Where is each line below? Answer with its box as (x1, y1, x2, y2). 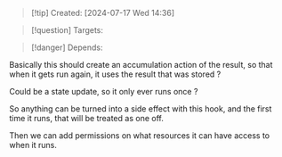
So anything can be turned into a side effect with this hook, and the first (9, 103, 272, 114)
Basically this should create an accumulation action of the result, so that (9, 60, 273, 70)
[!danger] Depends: (30, 42, 103, 53)
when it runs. (9, 140, 58, 150)
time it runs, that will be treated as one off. (9, 113, 165, 123)
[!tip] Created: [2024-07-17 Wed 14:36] (30, 8, 175, 18)
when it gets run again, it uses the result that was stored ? (9, 69, 222, 79)
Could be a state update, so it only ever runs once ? (9, 87, 198, 96)
